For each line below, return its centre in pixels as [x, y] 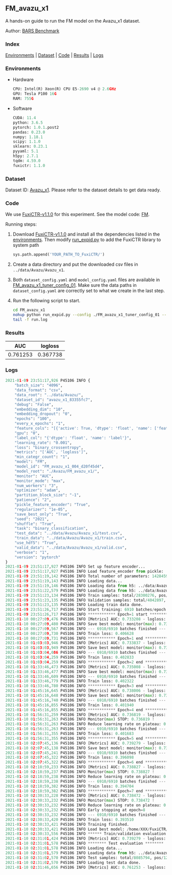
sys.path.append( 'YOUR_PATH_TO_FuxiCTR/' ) [59, 255]
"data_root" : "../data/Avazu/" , [49, 395]
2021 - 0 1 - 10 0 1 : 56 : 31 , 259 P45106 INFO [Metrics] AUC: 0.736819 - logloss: [86, 715]
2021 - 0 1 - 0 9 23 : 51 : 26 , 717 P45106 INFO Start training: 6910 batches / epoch [86, 610]
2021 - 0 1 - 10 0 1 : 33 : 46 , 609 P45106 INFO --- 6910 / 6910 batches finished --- [86, 676]
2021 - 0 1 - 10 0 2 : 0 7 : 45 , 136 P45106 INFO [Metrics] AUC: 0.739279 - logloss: [86, 743]
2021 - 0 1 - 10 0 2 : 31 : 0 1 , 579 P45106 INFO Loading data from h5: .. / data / [81, 853]
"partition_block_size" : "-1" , [48, 495]
